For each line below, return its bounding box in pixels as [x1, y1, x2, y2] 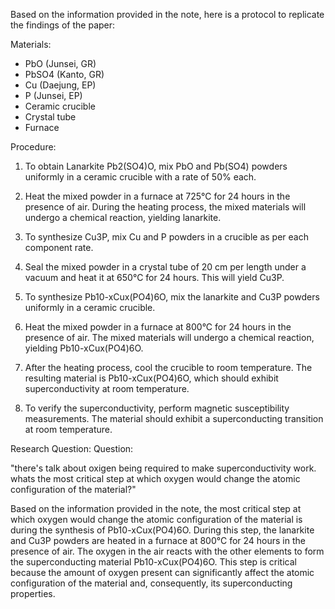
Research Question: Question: [10, 443, 134, 454]
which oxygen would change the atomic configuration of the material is [10, 514, 303, 525]
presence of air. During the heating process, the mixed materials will [24, 201, 307, 213]
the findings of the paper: [10, 19, 116, 31]
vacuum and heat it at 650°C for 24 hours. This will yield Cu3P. [24, 272, 285, 283]
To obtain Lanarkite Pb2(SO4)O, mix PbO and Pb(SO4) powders [24, 160, 288, 172]
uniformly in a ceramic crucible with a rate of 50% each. [24, 171, 257, 183]
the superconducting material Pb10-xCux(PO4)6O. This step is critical [10, 556, 297, 568]
